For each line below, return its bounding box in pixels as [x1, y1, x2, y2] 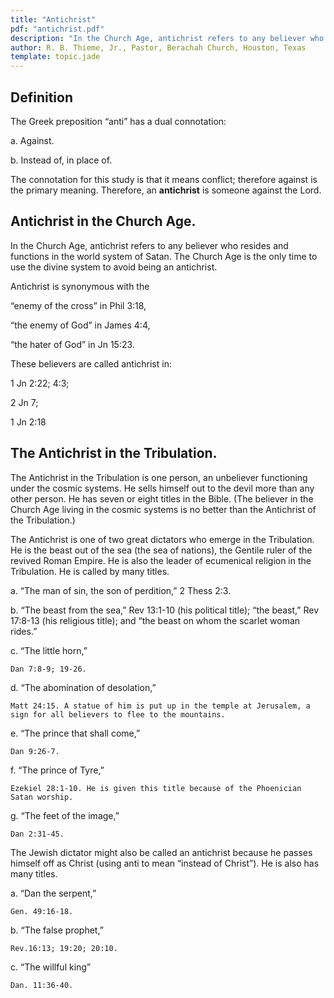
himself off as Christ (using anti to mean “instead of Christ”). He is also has [10, 857, 320, 869]
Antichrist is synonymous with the [10, 280, 150, 292]
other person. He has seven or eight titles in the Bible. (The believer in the [10, 492, 314, 505]
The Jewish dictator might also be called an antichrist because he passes [10, 846, 313, 858]
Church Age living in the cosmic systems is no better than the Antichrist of [10, 503, 317, 515]
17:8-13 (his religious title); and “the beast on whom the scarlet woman [10, 614, 301, 626]
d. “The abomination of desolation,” [10, 681, 157, 693]
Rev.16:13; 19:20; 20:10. [10, 943, 118, 953]
